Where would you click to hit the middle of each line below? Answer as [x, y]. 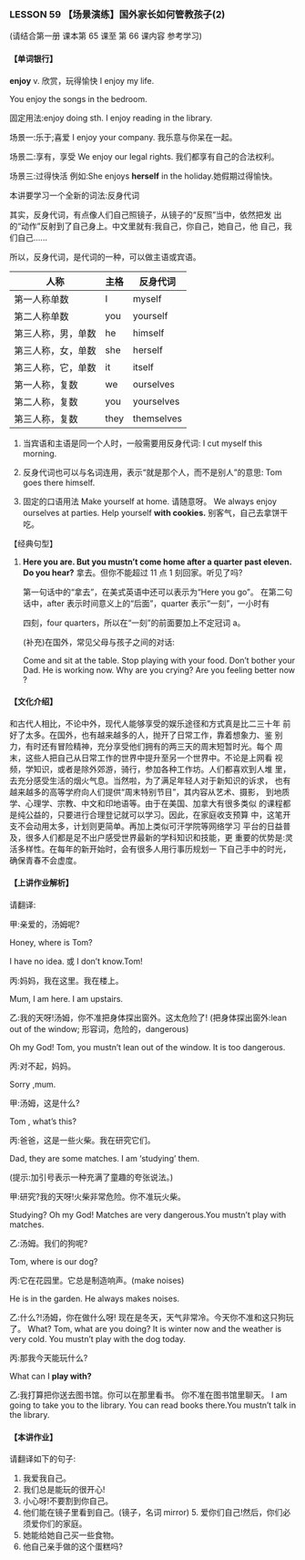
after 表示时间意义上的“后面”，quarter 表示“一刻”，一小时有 [158, 603]
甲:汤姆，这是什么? [45, 1103]
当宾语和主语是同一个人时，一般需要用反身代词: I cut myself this [142, 443]
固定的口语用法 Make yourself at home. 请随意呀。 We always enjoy [150, 501]
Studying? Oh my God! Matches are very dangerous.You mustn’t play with [148, 1214]
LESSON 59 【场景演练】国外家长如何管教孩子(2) [117, 14]
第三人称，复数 [46, 418]
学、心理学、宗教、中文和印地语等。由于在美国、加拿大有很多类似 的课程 [146, 803]
